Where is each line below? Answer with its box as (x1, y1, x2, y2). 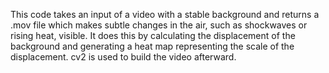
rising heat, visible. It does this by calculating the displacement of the (10, 30, 296, 41)
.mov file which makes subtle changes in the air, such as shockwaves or (10, 19, 308, 31)
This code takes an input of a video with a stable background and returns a (10, 9, 320, 20)
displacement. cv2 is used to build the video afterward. (10, 51, 237, 63)
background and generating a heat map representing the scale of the (10, 40, 295, 52)
